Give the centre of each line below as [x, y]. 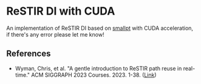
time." [22, 75]
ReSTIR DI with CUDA [61, 11]
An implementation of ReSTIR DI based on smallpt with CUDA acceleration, [100, 28]
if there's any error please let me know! [55, 34]
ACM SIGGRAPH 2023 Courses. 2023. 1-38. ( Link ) [94, 75]
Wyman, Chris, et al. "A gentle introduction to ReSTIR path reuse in [98, 68]
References [29, 54]
